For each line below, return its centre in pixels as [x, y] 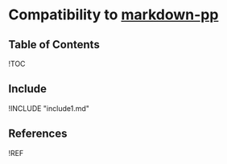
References [38, 134]
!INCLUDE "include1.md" [49, 108]
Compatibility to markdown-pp [113, 15]
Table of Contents [54, 45]
